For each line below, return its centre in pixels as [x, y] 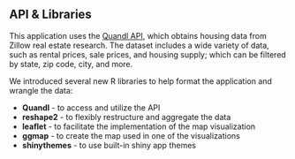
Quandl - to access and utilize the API [91, 107]
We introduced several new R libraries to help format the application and [140, 81]
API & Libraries [51, 15]
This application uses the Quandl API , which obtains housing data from [138, 35]
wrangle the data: [41, 90]
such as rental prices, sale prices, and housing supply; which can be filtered [148, 54]
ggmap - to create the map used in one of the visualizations [131, 135]
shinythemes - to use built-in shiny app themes [109, 145]
